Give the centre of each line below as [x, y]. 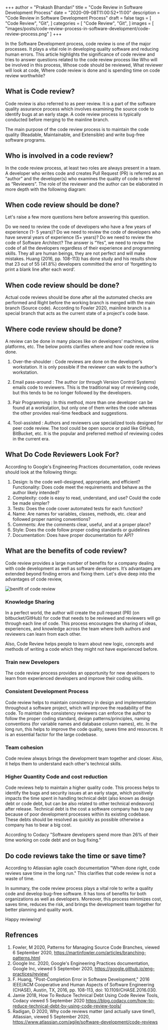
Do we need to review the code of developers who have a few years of [78, 227]
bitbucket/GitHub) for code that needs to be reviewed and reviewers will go [83, 618]
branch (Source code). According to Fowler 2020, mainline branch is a [78, 308]
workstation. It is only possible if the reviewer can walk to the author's [85, 367]
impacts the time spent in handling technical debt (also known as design [80, 798]
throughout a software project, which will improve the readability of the [78, 708]
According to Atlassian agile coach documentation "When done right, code [82, 868]
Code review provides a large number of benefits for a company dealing [80, 563]
